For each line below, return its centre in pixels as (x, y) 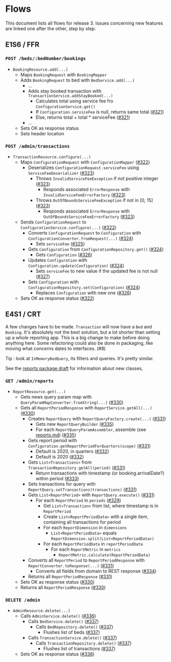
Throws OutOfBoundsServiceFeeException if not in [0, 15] (94, 200)
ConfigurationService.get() (66, 107)
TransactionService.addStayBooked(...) (71, 96)
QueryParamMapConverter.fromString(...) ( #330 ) (72, 402)
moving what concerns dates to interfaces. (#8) (56, 348)
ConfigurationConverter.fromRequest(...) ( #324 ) (81, 238)
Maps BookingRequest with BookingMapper (63, 74)
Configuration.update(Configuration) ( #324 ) (76, 265)
